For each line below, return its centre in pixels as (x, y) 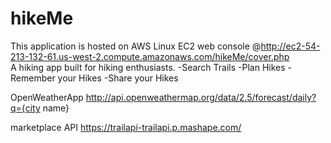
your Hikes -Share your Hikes (118, 78)
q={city (25, 108)
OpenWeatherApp (47, 97)
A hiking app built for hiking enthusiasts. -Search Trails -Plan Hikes (148, 67)
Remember (33, 78)
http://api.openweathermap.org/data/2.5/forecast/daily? (201, 97)
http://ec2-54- (290, 46)
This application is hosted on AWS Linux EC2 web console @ (136, 46)
